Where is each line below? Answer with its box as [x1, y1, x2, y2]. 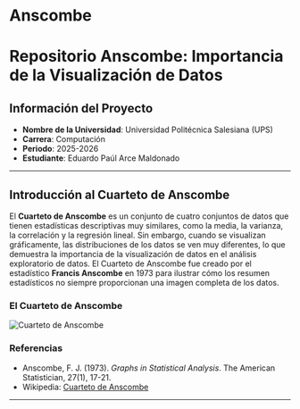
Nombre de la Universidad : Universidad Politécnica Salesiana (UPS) [21, 124, 274, 135]
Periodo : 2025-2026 [21, 144, 99, 154]
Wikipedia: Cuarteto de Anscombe [21, 381, 149, 392]
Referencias [9, 342, 63, 355]
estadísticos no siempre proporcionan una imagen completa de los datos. [9, 278, 279, 288]
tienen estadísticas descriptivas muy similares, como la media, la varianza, [9, 221, 284, 230]
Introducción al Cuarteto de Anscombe [9, 187, 230, 202]
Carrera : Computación [21, 134, 105, 145]
